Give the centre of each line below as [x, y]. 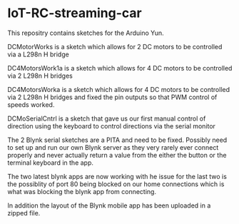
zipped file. [24, 213]
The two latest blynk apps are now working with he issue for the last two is [117, 176]
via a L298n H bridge [38, 54]
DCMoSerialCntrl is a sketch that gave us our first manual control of [107, 118]
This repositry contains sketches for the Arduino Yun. [86, 33]
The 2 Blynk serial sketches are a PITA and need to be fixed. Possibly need [117, 140]
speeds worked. [31, 104]
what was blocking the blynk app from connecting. [82, 191]
